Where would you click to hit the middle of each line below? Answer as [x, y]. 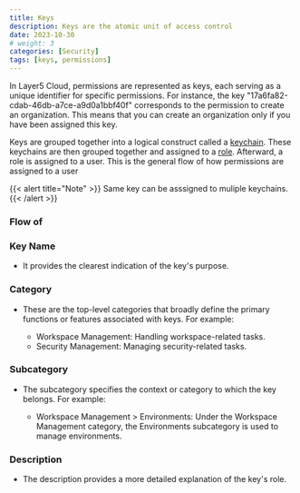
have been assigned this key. [63, 124]
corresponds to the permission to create [209, 105]
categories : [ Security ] [54, 52]
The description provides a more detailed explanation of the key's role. [155, 479]
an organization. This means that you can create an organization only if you [150, 115]
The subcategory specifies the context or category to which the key [149, 389]
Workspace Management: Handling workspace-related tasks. [150, 336]
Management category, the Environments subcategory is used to [157, 426]
